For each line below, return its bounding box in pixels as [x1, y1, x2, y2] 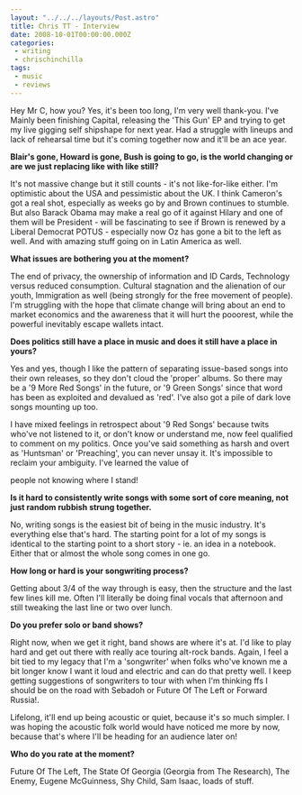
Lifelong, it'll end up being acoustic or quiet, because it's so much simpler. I [10, 711, 290, 722]
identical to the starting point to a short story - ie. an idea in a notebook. [10, 538, 277, 549]
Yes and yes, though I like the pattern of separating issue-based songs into [10, 362, 289, 374]
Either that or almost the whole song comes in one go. [10, 547, 210, 559]
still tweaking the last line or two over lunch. [10, 601, 173, 613]
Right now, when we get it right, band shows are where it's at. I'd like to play [10, 636, 292, 647]
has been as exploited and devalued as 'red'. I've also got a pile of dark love [10, 391, 291, 402]
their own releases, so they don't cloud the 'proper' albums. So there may [10, 372, 283, 383]
